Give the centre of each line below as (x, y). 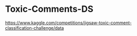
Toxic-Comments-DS (49, 9)
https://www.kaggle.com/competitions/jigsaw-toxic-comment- (68, 23)
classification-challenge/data (35, 28)
